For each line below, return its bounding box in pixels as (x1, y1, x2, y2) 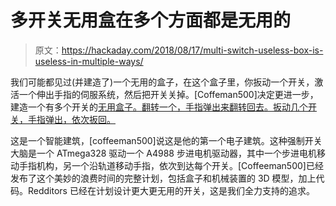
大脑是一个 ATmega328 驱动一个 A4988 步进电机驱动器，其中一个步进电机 (10, 147, 317, 159)
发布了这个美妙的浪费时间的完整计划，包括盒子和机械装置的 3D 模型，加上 (10, 172, 317, 184)
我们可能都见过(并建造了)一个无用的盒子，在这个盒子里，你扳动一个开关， (10, 76, 315, 88)
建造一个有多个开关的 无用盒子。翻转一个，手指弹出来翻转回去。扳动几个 (10, 101, 308, 113)
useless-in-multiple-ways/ (34, 55, 144, 67)
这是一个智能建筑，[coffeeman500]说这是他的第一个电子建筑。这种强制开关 (10, 134, 323, 146)
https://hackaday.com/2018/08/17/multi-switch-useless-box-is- (61, 44, 324, 56)
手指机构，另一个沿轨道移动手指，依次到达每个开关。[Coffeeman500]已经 (18, 159, 324, 171)
